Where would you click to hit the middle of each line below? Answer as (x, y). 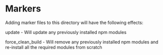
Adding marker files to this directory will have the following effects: (74, 22)
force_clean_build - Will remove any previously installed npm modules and (82, 42)
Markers (23, 9)
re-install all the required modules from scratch (54, 47)
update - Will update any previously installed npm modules (66, 32)
